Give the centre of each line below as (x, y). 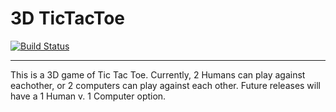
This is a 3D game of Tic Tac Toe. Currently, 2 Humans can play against (158, 74)
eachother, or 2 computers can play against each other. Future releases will (165, 85)
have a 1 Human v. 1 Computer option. (88, 96)
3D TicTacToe (68, 18)
